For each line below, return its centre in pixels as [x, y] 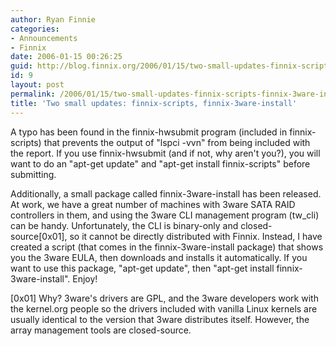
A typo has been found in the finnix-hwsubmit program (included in [149, 132]
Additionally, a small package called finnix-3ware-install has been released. [166, 193]
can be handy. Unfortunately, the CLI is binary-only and [124, 225]
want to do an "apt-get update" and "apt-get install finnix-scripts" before [160, 163]
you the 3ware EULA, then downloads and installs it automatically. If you [159, 257]
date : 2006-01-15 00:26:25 [66, 57]
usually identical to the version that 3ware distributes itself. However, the [160, 319]
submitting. [33, 174]
